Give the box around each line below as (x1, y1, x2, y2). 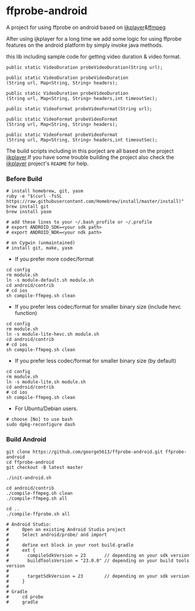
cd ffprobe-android (6, 459, 55, 465)
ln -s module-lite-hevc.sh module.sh (6, 332, 100, 337)
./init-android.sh (6, 475, 52, 481)
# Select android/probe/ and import (6, 532, 108, 538)
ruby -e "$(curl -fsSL (6, 194, 62, 200)
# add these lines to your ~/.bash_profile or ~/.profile (6, 219, 152, 226)
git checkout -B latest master (6, 464, 84, 470)
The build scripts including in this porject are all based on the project (6, 147, 174, 155)
